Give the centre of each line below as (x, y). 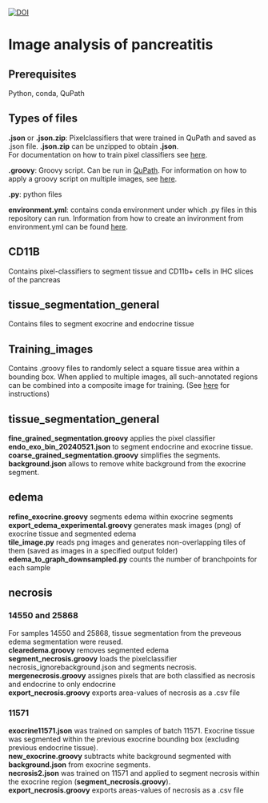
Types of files (43, 119)
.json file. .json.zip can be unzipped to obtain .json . (94, 146)
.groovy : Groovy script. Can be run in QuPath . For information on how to (128, 170)
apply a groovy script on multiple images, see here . (93, 178)
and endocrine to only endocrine (62, 684)
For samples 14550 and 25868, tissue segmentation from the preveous (125, 633)
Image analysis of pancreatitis (111, 45)
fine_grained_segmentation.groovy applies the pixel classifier (112, 438)
